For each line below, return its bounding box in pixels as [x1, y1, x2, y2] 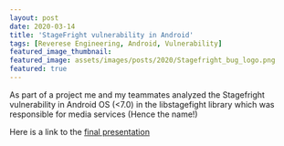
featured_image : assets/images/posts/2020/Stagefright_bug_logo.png [9, 56, 276, 65]
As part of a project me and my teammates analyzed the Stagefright [9, 89, 265, 100]
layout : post [9, 13, 59, 23]
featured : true [9, 65, 68, 74]
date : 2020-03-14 [9, 22, 76, 31]
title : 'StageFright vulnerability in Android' [9, 30, 195, 39]
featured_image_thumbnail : [9, 47, 112, 57]
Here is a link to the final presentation [9, 126, 151, 137]
